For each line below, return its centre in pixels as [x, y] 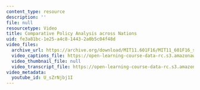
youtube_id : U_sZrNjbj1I [42, 78]
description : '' [26, 17]
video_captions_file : [38, 56]
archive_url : [28, 50]
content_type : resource [36, 12]
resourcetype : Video [32, 28]
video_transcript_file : [41, 67]
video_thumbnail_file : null [46, 61]
